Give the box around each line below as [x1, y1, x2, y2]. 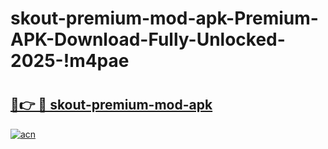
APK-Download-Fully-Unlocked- [10, 28, 286, 51]
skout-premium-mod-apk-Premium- [10, 7, 319, 30]
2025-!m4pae [10, 50, 130, 72]
